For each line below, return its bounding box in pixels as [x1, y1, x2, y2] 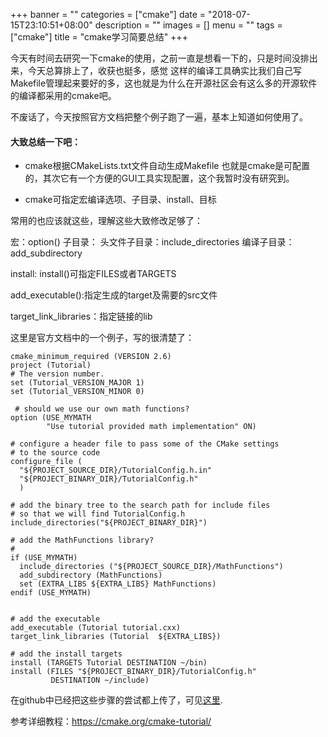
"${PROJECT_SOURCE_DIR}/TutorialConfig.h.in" [19, 465, 213, 476]
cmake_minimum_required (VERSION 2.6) [10, 352, 172, 362]
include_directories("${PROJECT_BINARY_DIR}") [10, 518, 208, 528]
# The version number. [10, 369, 105, 379]
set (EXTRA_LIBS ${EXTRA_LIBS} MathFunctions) [19, 579, 217, 589]
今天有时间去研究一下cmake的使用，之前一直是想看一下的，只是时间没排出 [10, 52, 318, 64]
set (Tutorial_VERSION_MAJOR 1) [10, 378, 145, 388]
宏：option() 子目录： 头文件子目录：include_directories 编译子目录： [10, 236, 295, 248]
